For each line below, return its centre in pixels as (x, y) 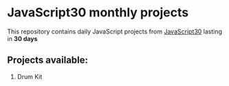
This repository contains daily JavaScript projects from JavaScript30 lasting (115, 31)
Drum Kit (30, 76)
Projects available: (47, 60)
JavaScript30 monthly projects (98, 13)
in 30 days (22, 38)
